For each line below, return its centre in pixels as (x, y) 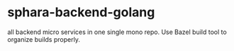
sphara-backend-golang (81, 12)
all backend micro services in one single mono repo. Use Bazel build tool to (117, 32)
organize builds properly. (44, 39)
